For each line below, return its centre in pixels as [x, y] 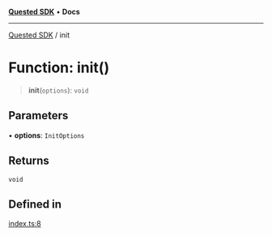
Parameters [38, 116]
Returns [29, 161]
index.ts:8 [25, 224]
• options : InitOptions [47, 135]
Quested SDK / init [39, 35]
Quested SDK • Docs [45, 12]
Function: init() [59, 68]
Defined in [35, 204]
